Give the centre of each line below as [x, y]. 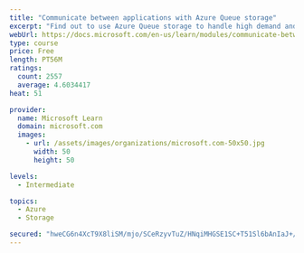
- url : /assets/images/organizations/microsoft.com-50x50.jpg [145, 144]
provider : [28, 109]
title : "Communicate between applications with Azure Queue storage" [143, 18]
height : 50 [54, 160]
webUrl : [24, 34]
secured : [26, 234]
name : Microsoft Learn [60, 118]
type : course [34, 43]
